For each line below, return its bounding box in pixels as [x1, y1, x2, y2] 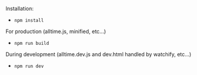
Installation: [5, 5, 34, 12]
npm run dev [14, 63, 44, 69]
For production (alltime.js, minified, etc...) [5, 28, 106, 35]
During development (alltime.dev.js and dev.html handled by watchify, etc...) [5, 51, 192, 58]
